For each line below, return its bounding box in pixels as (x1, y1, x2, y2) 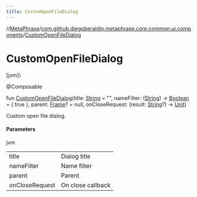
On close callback (61, 181, 111, 189)
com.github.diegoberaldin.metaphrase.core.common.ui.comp (41, 25, 192, 32)
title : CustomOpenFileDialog (6, 8, 78, 15)
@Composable (6, 83, 43, 90)
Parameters (6, 125, 36, 133)
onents (6, 31, 23, 38)
